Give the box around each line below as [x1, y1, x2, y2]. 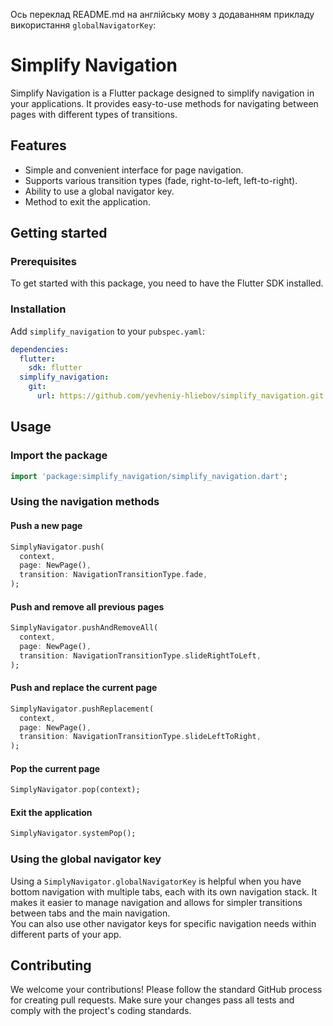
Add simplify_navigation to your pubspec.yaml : [10, 325, 205, 337]
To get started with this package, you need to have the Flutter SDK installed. [10, 277, 324, 289]
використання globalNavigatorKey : [10, 19, 157, 31]
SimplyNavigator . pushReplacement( [10, 704, 155, 714]
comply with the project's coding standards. [10, 1005, 192, 1017]
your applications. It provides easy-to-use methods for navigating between [10, 97, 319, 109]
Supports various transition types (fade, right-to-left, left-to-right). [24, 174, 298, 186]
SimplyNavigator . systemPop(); [10, 829, 137, 839]
